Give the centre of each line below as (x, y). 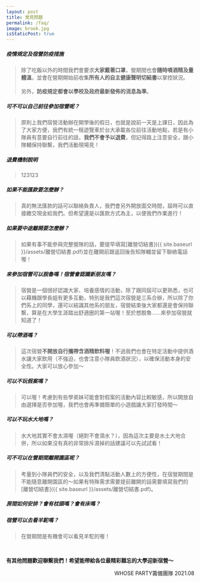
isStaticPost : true (30, 34)
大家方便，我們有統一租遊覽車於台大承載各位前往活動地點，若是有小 (110, 130)
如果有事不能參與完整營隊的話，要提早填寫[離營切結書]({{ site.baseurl (106, 244)
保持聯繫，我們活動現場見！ (65, 145)
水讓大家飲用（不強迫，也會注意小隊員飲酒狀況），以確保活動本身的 (103, 358)
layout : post (22, 12)
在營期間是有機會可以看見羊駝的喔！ (65, 537)
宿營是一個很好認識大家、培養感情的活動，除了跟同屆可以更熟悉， (102, 290)
